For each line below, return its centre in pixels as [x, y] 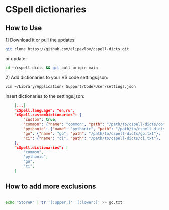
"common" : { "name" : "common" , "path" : [64, 124]
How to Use [24, 28]
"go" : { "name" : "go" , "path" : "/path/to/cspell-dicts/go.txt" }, [92, 133]
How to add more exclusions [51, 187]
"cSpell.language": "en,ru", [45, 110]
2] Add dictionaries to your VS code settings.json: [57, 77]
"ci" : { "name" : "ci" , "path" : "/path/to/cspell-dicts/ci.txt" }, [92, 138]
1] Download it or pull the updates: [41, 40]
